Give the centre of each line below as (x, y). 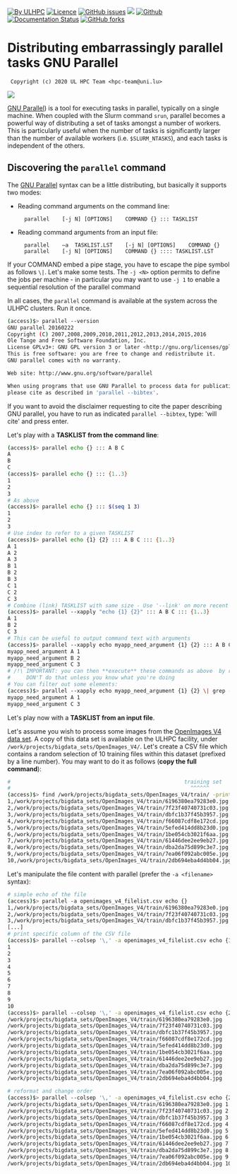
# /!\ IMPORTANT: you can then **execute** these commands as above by (116, 671)
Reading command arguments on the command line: (93, 206)
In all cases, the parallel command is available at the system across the (112, 300)
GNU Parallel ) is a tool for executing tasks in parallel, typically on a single (113, 108)
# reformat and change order (50, 1091)
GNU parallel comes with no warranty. (64, 360)
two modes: (25, 192)
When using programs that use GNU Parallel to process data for (104, 386)
